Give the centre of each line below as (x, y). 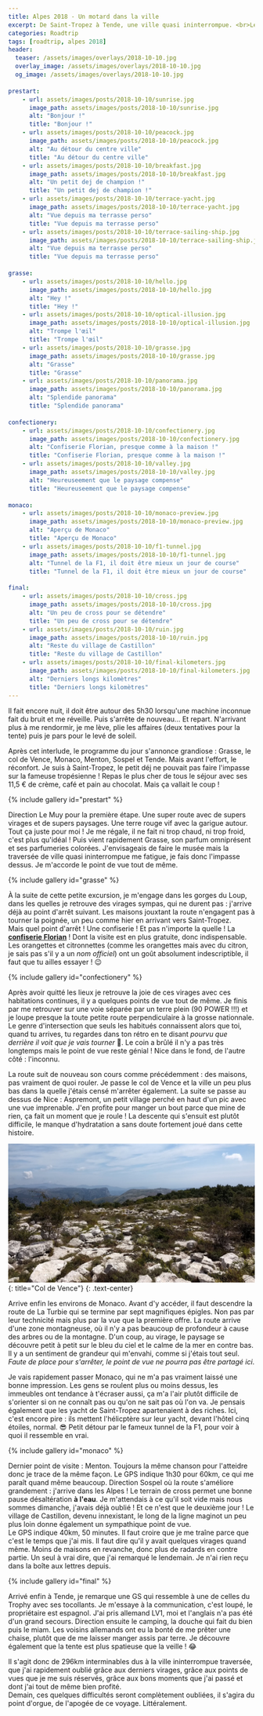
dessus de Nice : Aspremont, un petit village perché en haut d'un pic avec (127, 1099)
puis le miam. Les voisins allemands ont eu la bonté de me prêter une (119, 1630)
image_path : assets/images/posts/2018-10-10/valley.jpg (122, 472)
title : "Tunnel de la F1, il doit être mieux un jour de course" (137, 571)
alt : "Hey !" (50, 298)
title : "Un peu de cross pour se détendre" (101, 621)
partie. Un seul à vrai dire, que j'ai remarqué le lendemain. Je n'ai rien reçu (128, 1557)
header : (21, 50)
